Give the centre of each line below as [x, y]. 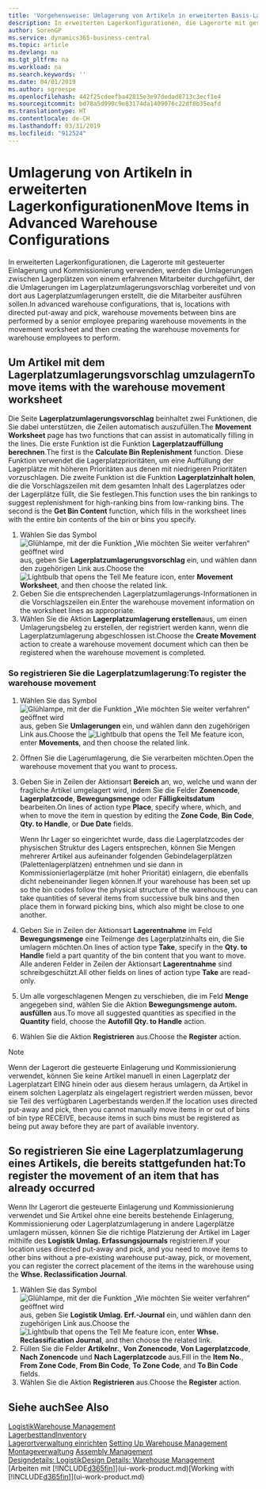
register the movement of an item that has [114, 1176]
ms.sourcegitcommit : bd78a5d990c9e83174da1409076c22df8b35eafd [115, 104]
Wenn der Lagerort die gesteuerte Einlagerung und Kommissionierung [122, 1067]
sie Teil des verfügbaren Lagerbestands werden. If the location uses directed [133, 1101]
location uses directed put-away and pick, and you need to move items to [128, 1249]
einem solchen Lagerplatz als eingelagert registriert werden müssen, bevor [131, 1092]
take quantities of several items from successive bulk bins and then [129, 898]
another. [33, 915]
